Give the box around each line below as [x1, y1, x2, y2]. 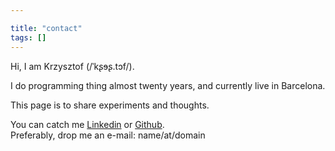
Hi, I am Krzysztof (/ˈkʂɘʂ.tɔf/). [10, 60, 135, 72]
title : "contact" [10, 23, 83, 33]
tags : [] [10, 32, 47, 43]
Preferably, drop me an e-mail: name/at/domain [10, 129, 206, 141]
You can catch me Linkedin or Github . [10, 118, 165, 130]
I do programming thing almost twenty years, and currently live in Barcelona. [10, 79, 326, 91]
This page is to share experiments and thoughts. [10, 99, 210, 111]
